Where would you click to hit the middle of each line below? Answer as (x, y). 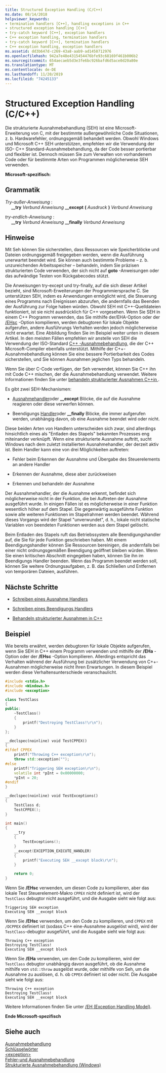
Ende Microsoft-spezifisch (33, 1016)
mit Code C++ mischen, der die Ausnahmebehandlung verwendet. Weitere (81, 374)
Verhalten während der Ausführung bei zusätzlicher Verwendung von (76, 662)
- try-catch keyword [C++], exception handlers (55, 33)
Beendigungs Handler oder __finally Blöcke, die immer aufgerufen (79, 414)
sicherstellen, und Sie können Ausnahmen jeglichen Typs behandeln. (75, 359)
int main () (16, 823)
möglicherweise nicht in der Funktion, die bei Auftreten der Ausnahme (76, 499)
